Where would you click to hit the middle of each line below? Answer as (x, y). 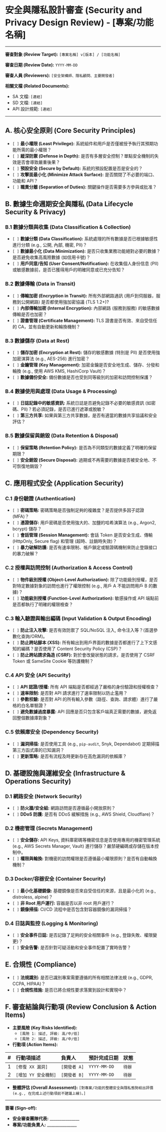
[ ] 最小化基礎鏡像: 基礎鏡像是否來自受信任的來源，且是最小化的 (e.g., (84, 891)
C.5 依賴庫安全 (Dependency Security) (52, 732)
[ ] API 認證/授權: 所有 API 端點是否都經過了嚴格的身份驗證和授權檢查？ (86, 687)
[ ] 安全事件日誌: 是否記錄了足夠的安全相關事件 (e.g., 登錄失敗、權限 (83, 935)
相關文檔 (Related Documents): (37, 86)
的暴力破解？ (25, 554)
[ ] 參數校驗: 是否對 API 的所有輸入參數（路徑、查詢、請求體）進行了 (83, 699)
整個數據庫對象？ (34, 718)
